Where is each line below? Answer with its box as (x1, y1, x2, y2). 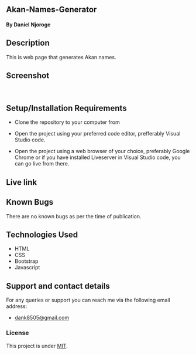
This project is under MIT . (6, 342, 68, 349)
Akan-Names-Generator (6, 5, 97, 15)
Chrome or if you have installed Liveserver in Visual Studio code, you (14, 154, 181, 161)
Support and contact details (6, 281, 110, 291)
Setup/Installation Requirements (6, 103, 127, 113)
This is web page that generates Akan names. (6, 53, 116, 60)
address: (6, 303, 27, 310)
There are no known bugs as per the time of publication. (6, 212, 142, 219)
